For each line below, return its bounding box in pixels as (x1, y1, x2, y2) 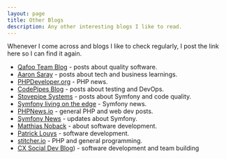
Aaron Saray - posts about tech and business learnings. (17, 70, 178, 78)
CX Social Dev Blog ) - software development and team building (17, 144, 199, 153)
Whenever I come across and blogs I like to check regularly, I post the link (7, 42, 220, 51)
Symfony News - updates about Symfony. (17, 115, 138, 123)
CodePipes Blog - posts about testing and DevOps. (17, 85, 165, 94)
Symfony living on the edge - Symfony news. (17, 100, 147, 108)
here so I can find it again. (7, 49, 82, 58)
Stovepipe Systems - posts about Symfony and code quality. (17, 92, 192, 101)
